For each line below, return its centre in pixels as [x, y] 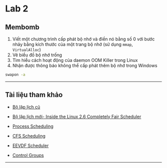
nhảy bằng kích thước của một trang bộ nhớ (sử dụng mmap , [73, 44]
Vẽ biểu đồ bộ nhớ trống [37, 55]
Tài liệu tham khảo [34, 95]
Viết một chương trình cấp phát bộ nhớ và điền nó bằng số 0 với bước [83, 39]
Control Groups [28, 155]
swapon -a [15, 75]
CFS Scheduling [29, 136]
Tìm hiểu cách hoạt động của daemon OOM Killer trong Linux [75, 60]
